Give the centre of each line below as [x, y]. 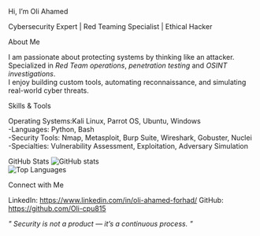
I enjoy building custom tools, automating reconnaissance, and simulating [127, 82]
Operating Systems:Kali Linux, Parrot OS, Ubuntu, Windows [104, 121]
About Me [24, 42]
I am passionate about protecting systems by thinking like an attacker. [121, 57]
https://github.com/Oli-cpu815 [57, 208]
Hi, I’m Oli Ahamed [38, 11]
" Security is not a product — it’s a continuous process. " [100, 224]
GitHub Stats [29, 161]
